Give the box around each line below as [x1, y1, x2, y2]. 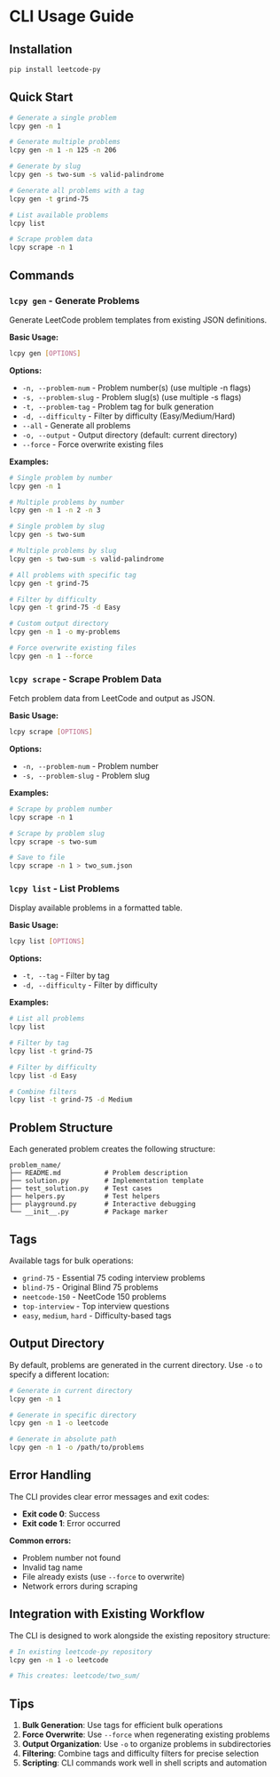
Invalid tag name [21, 1562, 83, 1573]
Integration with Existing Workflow [9, 1606, 206, 1621]
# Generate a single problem [9, 113, 117, 122]
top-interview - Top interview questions [21, 1301, 170, 1311]
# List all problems [9, 1014, 86, 1023]
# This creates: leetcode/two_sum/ [9, 1671, 141, 1681]
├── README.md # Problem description [9, 1169, 189, 1178]
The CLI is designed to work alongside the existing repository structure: [9, 1629, 271, 1641]
